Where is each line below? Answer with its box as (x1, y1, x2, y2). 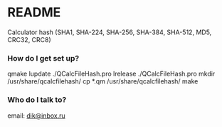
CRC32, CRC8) (7, 35, 51, 44)
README (7, 4, 61, 21)
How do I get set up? (7, 53, 80, 63)
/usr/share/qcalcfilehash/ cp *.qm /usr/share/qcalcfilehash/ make (7, 77, 199, 86)
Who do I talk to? (7, 95, 67, 105)
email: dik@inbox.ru (7, 111, 65, 120)
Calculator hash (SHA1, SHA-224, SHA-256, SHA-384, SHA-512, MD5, (7, 28, 212, 36)
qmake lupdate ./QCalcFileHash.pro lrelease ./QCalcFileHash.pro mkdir (7, 69, 216, 78)
